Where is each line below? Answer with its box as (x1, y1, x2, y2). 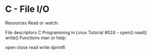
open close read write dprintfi (5, 44, 66, 50)
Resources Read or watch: (5, 20, 59, 26)
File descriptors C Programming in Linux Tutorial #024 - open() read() (5, 29, 148, 35)
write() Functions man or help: (5, 35, 67, 41)
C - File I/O (5, 3, 50, 15)
